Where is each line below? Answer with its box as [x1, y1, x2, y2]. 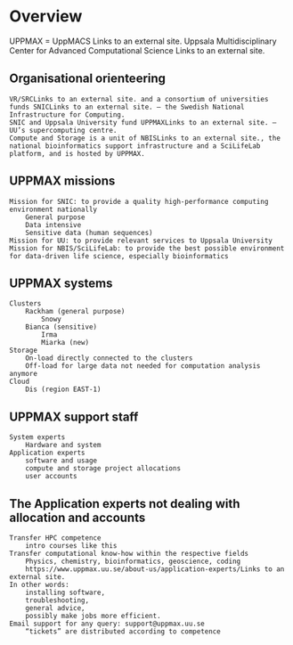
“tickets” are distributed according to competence [25, 627, 221, 636]
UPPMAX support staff [9, 409, 139, 424]
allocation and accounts [9, 510, 146, 525]
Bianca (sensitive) [25, 322, 98, 331]
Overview [9, 6, 83, 27]
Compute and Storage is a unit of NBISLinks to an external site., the [9, 134, 281, 143]
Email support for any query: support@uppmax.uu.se [9, 619, 205, 628]
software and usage [25, 456, 98, 465]
